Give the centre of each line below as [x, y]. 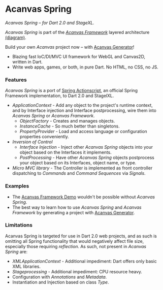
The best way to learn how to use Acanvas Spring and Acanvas [77, 207]
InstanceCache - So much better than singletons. [69, 126]
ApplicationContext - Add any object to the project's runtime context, [82, 105]
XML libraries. [26, 266]
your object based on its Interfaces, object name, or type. [78, 163]
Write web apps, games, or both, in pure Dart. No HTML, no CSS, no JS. [85, 67]
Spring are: [16, 252]
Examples [17, 186]
